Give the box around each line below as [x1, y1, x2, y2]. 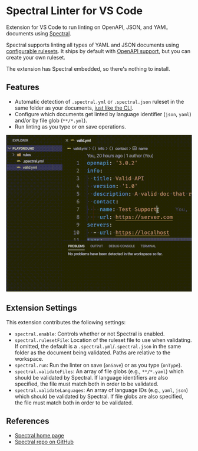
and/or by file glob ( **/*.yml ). [14, 117, 87, 124]
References [6, 416, 49, 426]
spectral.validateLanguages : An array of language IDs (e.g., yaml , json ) [14, 386, 189, 393]
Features [6, 83, 39, 93]
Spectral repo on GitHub [14, 438, 74, 445]
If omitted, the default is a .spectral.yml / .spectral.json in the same [14, 343, 181, 350]
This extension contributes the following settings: [6, 318, 126, 325]
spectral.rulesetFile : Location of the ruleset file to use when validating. [14, 336, 192, 343]
